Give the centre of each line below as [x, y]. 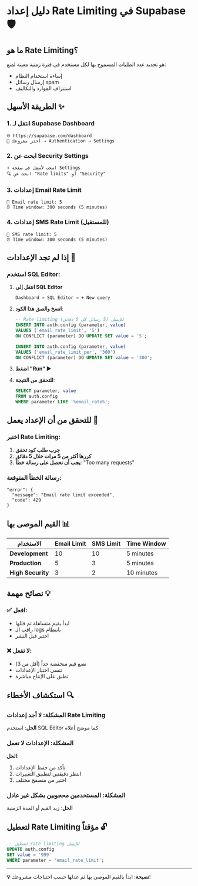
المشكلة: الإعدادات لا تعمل [40, 743]
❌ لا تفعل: [19, 651]
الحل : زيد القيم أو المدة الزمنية [40, 808]
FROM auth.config [36, 396]
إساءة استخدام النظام [39, 76]
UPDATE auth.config [31, 849]
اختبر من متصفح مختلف [41, 780]
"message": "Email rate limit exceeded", [63, 495]
